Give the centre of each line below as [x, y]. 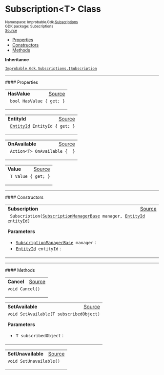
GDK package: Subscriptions [29, 26]
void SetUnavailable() [34, 361]
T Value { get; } [30, 176]
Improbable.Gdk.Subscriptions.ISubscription [51, 69]
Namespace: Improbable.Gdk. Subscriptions [41, 22]
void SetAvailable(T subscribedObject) [54, 314]
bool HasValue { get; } [38, 101]
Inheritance [17, 59]
